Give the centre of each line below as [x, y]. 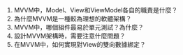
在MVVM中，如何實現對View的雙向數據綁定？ [80, 44]
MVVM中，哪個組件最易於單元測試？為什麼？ [79, 27]
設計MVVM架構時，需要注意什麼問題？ [69, 36]
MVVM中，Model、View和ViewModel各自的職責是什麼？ [96, 10]
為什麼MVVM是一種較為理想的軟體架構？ [73, 19]
